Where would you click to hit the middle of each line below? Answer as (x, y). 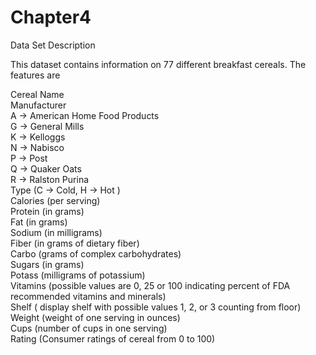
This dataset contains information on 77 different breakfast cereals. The (158, 64)
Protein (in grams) (47, 211)
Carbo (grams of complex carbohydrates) (96, 253)
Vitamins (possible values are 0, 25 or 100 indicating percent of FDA (150, 285)
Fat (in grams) (39, 222)
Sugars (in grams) (47, 264)
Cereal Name (37, 94)
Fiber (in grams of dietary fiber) (75, 243)
